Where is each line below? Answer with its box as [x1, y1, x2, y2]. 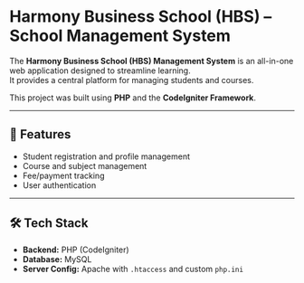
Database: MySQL [22, 253, 92, 264]
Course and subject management [22, 160, 147, 171]
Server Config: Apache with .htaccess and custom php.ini [22, 263, 244, 274]
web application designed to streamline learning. [9, 65, 192, 76]
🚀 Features [9, 127, 71, 142]
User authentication [22, 179, 97, 191]
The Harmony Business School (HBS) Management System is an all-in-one [9, 55, 294, 66]
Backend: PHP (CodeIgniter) [22, 244, 129, 255]
